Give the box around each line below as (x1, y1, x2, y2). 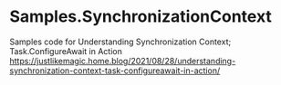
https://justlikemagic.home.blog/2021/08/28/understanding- (9, 55, 236, 66)
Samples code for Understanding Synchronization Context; (9, 36, 232, 47)
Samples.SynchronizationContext (9, 6, 272, 27)
